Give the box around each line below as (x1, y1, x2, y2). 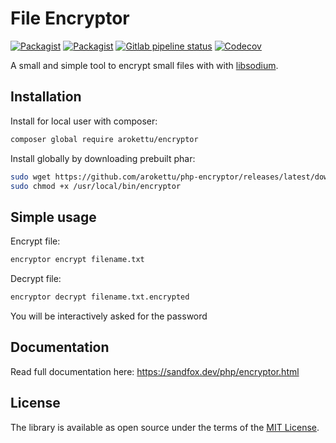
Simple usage (10, 208, 97, 226)
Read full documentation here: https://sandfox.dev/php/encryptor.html (10, 365, 300, 377)
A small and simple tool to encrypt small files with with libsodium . (10, 59, 279, 71)
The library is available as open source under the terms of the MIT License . (10, 421, 320, 433)
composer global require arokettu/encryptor (10, 134, 199, 144)
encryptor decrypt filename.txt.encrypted (10, 292, 190, 302)
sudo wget (10, 172, 52, 182)
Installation (10, 88, 82, 106)
